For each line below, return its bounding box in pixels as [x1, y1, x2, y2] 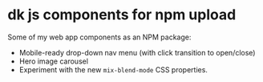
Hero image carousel [18, 56, 89, 66]
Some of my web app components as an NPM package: [7, 32, 192, 42]
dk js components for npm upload [7, 6, 237, 24]
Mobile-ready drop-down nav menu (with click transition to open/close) [18, 47, 256, 57]
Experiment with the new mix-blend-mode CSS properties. [18, 64, 208, 74]
